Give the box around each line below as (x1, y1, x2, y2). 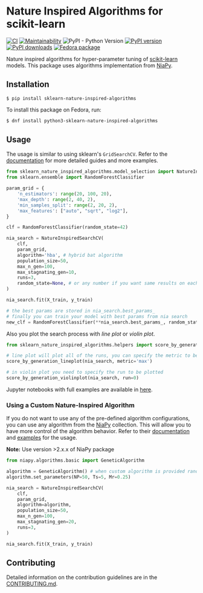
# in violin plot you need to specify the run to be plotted (6, 369, 164, 376)
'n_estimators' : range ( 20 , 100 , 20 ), (17, 191, 112, 197)
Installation (6, 79, 50, 90)
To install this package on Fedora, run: (6, 106, 101, 113)
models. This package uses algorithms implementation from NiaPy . (6, 62, 173, 69)
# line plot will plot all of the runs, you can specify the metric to (6, 353, 190, 359)
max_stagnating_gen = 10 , (17, 269, 77, 275)
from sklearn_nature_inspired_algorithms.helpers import (6, 342, 153, 348)
